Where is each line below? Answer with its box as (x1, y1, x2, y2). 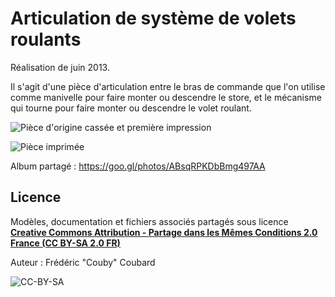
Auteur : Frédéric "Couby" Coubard (10, 256, 156, 268)
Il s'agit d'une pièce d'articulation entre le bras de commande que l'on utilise (10, 80, 326, 92)
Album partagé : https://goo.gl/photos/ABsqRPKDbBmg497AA (10, 160, 266, 172)
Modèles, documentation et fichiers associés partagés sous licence (10, 215, 289, 227)
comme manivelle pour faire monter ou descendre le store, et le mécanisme (10, 91, 322, 103)
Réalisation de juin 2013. (10, 61, 110, 73)
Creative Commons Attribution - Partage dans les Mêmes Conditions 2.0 (10, 226, 318, 238)
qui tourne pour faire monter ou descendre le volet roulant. (10, 102, 252, 114)
